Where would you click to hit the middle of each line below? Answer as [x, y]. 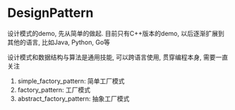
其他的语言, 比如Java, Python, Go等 [59, 42]
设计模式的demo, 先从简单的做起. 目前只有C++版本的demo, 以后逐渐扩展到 [116, 33]
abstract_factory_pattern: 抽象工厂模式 [73, 98]
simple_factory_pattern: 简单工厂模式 [71, 81]
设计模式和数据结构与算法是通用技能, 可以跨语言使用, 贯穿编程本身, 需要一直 [117, 57]
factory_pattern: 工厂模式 [54, 90]
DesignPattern [50, 13]
